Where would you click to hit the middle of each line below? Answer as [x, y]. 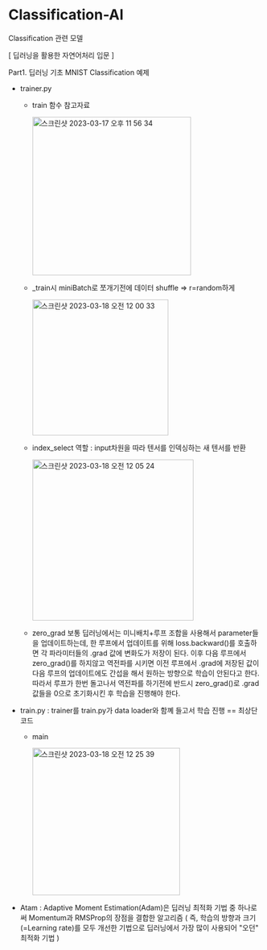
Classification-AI [66, 15]
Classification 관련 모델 [46, 38]
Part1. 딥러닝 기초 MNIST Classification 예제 [79, 72]
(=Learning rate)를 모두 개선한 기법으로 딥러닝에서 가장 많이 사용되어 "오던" [139, 927]
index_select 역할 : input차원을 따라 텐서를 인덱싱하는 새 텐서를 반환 [139, 448]
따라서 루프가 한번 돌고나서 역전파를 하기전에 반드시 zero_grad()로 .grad [146, 683]
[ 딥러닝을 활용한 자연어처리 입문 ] [62, 55]
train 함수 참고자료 [61, 105]
